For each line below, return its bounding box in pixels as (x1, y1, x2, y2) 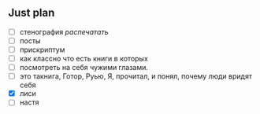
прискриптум (19, 45, 65, 54)
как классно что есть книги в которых (19, 54, 148, 63)
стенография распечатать (19, 27, 109, 36)
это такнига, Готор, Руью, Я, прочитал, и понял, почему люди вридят (19, 72, 252, 81)
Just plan (8, 6, 55, 20)
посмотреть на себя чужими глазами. (19, 63, 148, 72)
